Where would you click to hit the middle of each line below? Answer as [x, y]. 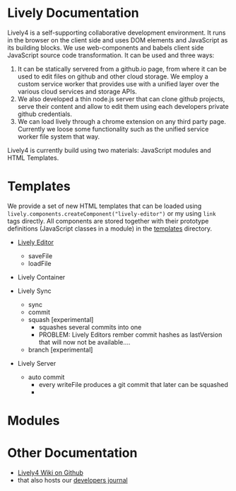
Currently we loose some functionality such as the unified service [113, 129]
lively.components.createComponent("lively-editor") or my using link [112, 213]
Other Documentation [72, 453]
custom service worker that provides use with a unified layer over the [118, 83]
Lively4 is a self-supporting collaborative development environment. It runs [117, 33]
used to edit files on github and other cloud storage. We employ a [113, 76]
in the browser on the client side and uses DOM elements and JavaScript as [118, 40]
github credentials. [45, 114]
